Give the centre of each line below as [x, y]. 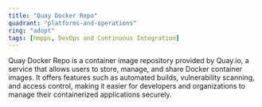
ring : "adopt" [32, 30]
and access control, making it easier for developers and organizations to [127, 86]
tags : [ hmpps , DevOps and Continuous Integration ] [94, 38]
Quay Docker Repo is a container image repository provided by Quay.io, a [129, 61]
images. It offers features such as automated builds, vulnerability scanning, [131, 77]
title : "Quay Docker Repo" [53, 16]
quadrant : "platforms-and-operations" [72, 23]
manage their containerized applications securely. [90, 95]
